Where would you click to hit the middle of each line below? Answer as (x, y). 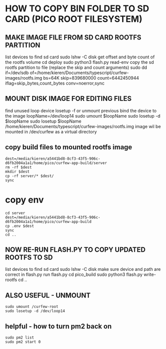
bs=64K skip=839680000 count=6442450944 (91, 78)
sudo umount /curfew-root (32, 307)
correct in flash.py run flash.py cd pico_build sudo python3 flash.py (74, 274)
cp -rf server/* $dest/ (30, 176)
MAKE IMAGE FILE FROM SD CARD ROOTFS (73, 37)
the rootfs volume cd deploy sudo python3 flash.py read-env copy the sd (80, 62)
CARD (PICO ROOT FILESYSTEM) (74, 19)
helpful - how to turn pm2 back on (59, 326)
